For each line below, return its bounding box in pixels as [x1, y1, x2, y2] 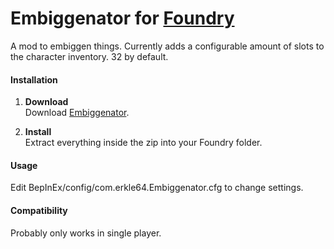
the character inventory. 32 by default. [10, 50, 169, 62]
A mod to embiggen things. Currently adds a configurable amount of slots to [10, 40, 325, 52]
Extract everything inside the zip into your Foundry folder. [24, 137, 263, 149]
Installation [10, 73, 58, 86]
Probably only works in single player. [10, 227, 162, 239]
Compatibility [10, 204, 68, 216]
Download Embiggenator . [24, 107, 130, 119]
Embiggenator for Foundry [10, 7, 235, 30]
